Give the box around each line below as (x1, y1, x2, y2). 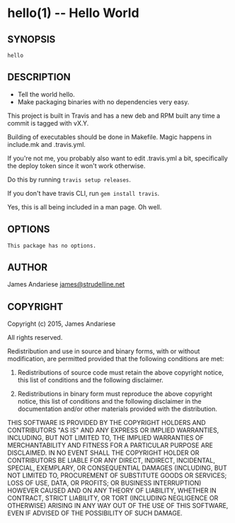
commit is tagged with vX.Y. (7, 119, 89, 127)
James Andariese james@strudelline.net (7, 280, 125, 289)
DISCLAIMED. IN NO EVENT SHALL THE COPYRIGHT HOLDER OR (7, 448, 200, 457)
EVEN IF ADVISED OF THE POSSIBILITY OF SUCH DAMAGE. (7, 509, 183, 517)
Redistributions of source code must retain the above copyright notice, (17, 368, 224, 377)
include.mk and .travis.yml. (7, 140, 86, 148)
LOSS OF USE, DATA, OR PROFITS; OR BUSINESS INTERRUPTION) (7, 479, 202, 488)
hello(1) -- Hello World (7, 5, 139, 21)
